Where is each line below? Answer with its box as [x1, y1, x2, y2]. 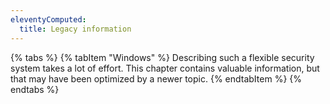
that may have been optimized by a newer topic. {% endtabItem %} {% [10, 72, 302, 85]
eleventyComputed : [10, 14, 87, 25]
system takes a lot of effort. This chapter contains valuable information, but [10, 62, 320, 74]
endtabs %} [10, 83, 60, 95]
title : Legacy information [19, 24, 132, 34]
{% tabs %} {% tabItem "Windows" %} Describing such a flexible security [10, 51, 315, 63]
